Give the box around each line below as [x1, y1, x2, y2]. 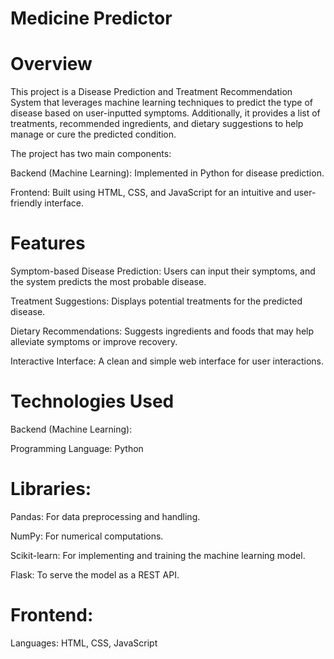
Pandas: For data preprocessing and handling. [10, 510, 201, 522]
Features [10, 232, 86, 255]
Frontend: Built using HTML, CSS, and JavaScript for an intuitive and [10, 187, 292, 199]
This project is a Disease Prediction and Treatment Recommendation [10, 86, 293, 98]
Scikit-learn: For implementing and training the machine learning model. [10, 549, 306, 561]
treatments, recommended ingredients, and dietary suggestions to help [10, 118, 304, 130]
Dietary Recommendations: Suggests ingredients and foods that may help [10, 325, 315, 337]
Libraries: [10, 478, 92, 501]
